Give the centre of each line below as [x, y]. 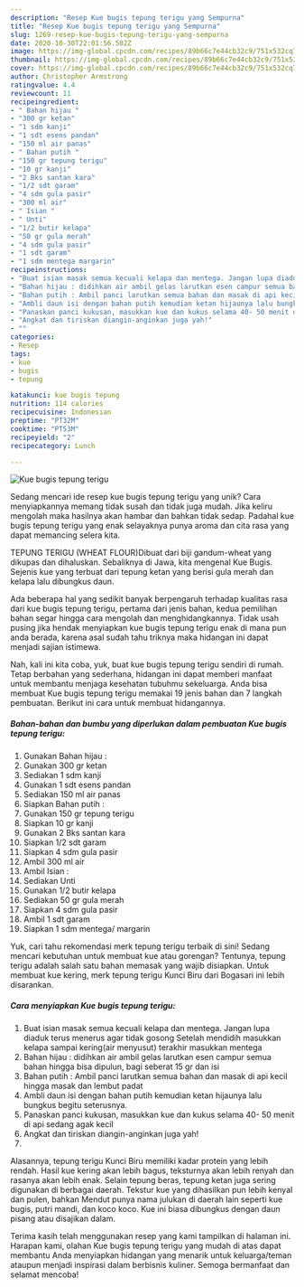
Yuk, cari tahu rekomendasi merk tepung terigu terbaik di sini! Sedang [140, 946]
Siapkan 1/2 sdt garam [65, 842]
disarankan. [32, 985]
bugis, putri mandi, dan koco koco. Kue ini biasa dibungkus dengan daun [145, 1209]
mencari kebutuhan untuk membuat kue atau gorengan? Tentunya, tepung [148, 956]
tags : [20, 353]
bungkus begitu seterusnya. [75, 1105]
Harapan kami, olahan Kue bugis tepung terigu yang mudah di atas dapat [146, 1246]
